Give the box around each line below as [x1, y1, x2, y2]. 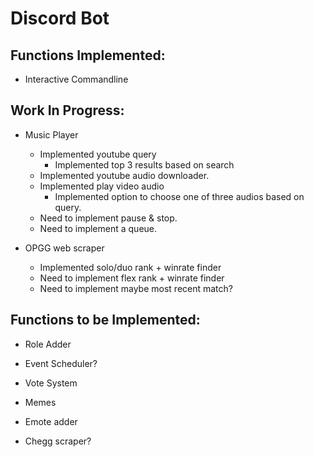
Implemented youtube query [39, 148, 157, 160]
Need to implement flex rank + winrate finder [39, 272, 225, 284]
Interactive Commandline [24, 73, 129, 85]
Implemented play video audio [39, 180, 165, 192]
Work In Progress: [10, 102, 125, 119]
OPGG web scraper [24, 242, 105, 254]
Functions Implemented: [10, 47, 166, 64]
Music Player [24, 128, 79, 141]
